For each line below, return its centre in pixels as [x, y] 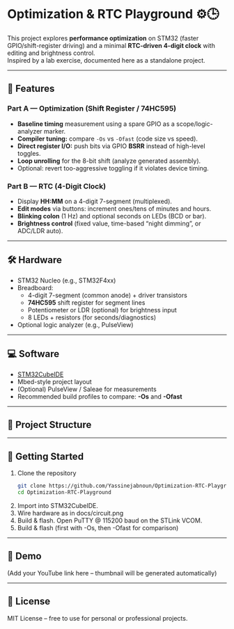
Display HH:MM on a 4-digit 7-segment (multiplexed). [95, 201]
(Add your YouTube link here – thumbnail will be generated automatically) [112, 573]
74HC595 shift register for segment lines [86, 302]
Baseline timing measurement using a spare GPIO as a [96, 124]
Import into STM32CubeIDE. [58, 505]
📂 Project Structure [49, 425]
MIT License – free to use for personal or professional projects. [97, 618]
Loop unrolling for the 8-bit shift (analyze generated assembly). [109, 161]
